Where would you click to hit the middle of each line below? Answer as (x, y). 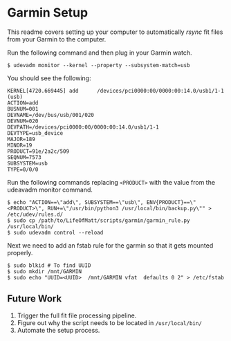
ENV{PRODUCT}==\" (171, 202)
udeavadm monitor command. (50, 190)
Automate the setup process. (58, 330)
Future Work (35, 299)
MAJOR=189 (21, 139)
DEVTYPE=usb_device (35, 133)
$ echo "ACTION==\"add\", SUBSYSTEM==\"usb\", (75, 202)
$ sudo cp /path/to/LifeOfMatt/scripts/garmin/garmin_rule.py (99, 220)
